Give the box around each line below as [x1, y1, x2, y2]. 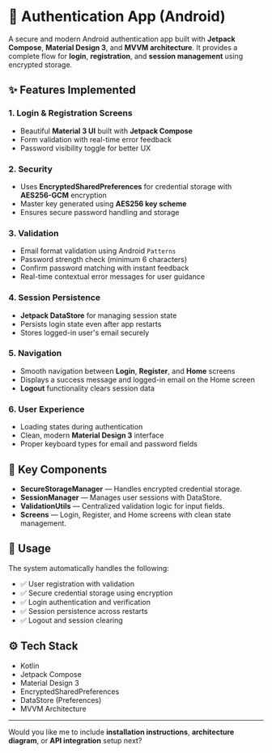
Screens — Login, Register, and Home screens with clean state [19, 510, 232, 519]
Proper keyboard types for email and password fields [19, 439, 198, 449]
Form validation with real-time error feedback [19, 134, 172, 144]
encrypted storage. [8, 60, 73, 70]
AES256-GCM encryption [19, 190, 107, 200]
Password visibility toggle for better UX [19, 143, 151, 153]
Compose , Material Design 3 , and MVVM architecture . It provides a [8, 42, 238, 52]
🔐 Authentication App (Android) [8, 7, 226, 26]
